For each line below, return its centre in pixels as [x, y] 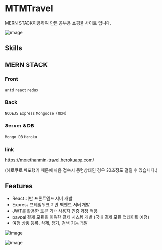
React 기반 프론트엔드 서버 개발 [42, 198]
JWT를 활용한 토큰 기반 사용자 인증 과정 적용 [55, 211]
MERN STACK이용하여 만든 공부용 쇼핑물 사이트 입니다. [58, 23]
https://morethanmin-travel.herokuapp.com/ [50, 160]
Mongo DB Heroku [21, 137]
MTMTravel [29, 9]
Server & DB [20, 126]
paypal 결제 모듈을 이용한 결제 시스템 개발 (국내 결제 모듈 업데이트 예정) [81, 217]
